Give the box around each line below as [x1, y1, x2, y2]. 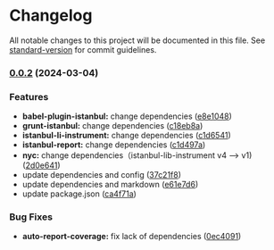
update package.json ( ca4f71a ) [21, 188, 137, 199]
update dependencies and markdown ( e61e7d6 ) [21, 179, 199, 190]
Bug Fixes [9, 211, 54, 223]
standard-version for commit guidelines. [9, 44, 157, 54]
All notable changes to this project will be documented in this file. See [9, 35, 266, 46]
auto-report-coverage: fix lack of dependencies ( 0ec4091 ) [21, 231, 242, 242]
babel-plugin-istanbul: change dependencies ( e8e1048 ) [21, 111, 232, 121]
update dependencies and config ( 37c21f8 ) [21, 170, 181, 180]
